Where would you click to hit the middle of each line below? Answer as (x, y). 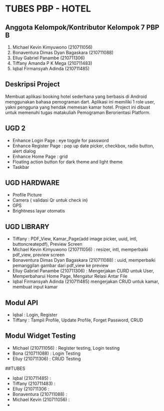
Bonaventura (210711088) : (40, 394)
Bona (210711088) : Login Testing (46, 353)
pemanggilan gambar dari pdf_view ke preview (60, 266)
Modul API (22, 303)
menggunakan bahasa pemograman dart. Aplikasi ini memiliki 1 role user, (80, 101)
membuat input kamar (35, 287)
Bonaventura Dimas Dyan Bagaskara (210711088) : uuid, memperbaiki (84, 260)
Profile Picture (27, 195)
